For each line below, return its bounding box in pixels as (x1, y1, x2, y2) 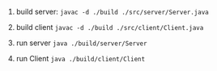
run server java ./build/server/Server (15, 38, 147, 48)
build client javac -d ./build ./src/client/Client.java (15, 23, 204, 31)
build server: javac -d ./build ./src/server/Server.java (15, 7, 209, 16)
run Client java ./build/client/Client (15, 54, 146, 63)
